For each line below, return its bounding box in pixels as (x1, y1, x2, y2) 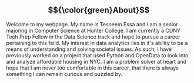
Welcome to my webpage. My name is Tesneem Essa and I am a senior (6, 20, 178, 27)
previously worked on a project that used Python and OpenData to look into (6, 51, 189, 58)
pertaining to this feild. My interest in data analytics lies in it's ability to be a (6, 39, 188, 46)
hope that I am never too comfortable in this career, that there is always (6, 64, 179, 71)
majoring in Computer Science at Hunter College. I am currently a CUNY (6, 27, 181, 34)
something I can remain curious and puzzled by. (6, 70, 122, 77)
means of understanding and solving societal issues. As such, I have (6, 46, 172, 53)
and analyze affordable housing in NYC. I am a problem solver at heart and (6, 58, 187, 65)
